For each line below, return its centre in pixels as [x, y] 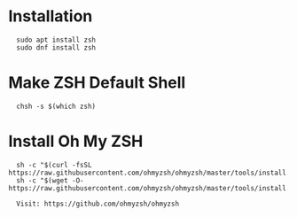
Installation [51, 16]
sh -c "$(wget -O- [51, 180]
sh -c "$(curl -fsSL [54, 165]
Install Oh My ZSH [76, 141]
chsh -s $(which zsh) [56, 106]
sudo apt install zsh [56, 40]
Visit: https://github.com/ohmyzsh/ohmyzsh [98, 204]
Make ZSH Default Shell [97, 83]
